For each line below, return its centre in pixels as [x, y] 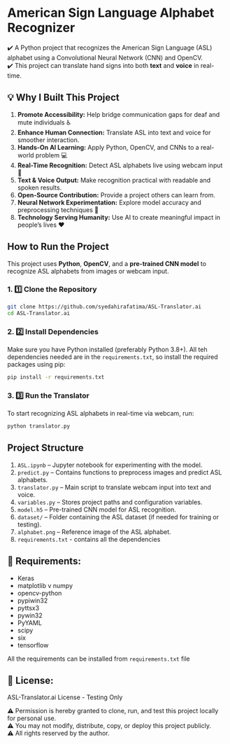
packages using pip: [36, 364]
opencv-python [39, 593]
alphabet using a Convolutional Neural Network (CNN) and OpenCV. [105, 57]
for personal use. [32, 718]
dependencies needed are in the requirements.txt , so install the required [113, 357]
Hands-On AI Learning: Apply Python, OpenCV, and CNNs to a [108, 147]
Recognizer [41, 28]
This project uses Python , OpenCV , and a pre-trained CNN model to [107, 263]
